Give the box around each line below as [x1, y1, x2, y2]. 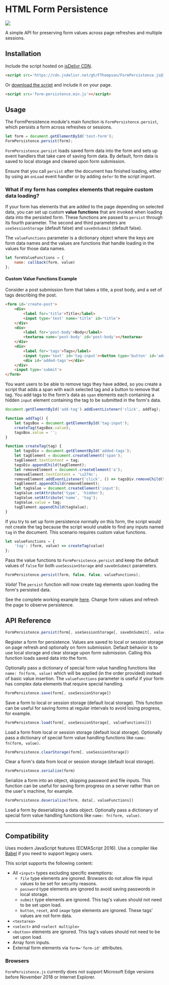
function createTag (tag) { [5, 444, 62, 449]
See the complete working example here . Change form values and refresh [5, 596, 158, 602]
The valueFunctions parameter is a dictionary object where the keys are [5, 235, 154, 241]
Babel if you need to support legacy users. [5, 850, 93, 856]
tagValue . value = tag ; [14, 500, 62, 505]
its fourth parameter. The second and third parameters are [5, 220, 126, 226]
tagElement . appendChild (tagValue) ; [14, 504, 89, 509]
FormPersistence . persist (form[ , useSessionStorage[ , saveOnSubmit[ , [5, 630, 152, 635]
